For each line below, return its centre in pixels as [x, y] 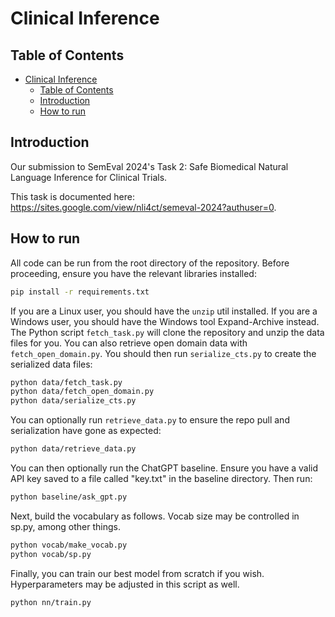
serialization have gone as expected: [86, 431]
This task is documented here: [73, 196]
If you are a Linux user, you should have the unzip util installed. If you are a [164, 311]
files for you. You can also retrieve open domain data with [129, 343]
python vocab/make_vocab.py [69, 545]
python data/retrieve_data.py [73, 449]
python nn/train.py [51, 602]
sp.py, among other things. [65, 526]
